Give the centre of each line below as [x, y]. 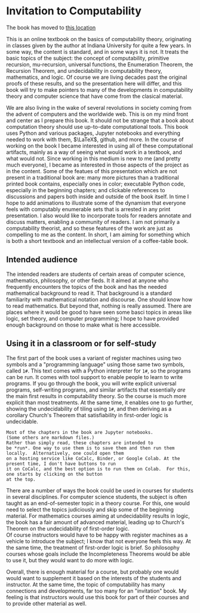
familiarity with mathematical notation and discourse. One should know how [99, 299]
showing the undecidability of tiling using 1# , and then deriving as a [89, 409]
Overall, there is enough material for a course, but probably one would [93, 572]
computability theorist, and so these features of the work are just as [90, 228]
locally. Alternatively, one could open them [65, 453]
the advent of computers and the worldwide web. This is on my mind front [97, 114]
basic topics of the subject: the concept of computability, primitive [88, 58]
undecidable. [22, 421]
